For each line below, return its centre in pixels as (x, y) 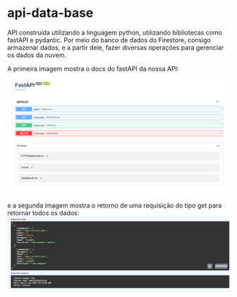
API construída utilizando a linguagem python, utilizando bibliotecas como (115, 32)
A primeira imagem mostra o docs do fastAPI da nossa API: (93, 68)
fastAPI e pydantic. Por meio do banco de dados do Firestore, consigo (109, 40)
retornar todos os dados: (43, 212)
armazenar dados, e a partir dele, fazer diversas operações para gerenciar (116, 47)
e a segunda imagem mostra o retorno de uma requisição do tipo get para (115, 205)
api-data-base (50, 13)
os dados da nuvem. (37, 55)
